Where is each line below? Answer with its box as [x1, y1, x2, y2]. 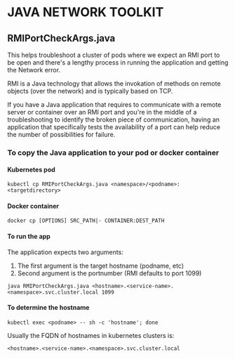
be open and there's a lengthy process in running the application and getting [7, 58, 229, 67]
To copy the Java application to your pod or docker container [7, 148, 220, 157]
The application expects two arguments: [7, 247, 124, 256]
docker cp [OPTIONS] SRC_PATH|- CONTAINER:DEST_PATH [7, 217, 165, 225]
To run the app [7, 232, 51, 240]
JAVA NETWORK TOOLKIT [7, 4, 164, 20]
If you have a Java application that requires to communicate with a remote [7, 100, 222, 109]
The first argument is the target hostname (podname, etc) [17, 261, 184, 270]
